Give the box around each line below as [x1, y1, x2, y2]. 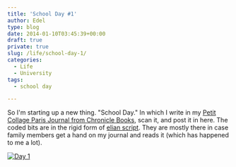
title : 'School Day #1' [7, 10, 78, 18]
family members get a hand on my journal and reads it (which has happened [7, 131, 230, 139]
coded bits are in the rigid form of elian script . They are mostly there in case [7, 123, 229, 132]
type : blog [7, 23, 40, 30]
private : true [7, 43, 49, 50]
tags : [7, 76, 23, 83]
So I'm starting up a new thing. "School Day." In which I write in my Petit [7, 108, 216, 117]
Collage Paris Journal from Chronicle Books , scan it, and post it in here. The [7, 116, 228, 125]
